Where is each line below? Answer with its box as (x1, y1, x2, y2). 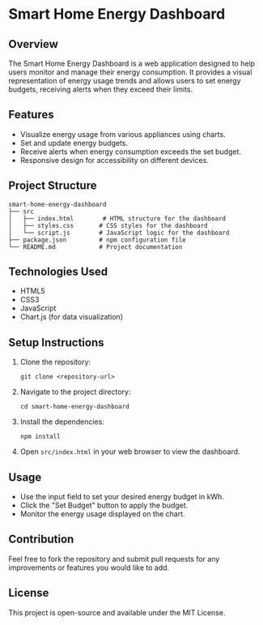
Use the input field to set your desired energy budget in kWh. (19, 492, 224, 502)
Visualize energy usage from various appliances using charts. (19, 129, 227, 139)
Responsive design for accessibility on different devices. (19, 155, 209, 165)
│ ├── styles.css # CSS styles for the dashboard (8, 221, 208, 229)
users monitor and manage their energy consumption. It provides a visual (8, 67, 252, 77)
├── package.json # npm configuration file (8, 236, 186, 244)
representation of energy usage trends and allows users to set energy (8, 76, 241, 85)
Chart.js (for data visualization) (19, 312, 124, 322)
